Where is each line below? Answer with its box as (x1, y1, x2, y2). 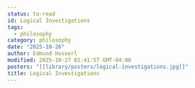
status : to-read (7, 10, 55, 18)
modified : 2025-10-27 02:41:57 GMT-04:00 (7, 57, 132, 64)
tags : (7, 23, 23, 31)
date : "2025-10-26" (7, 43, 65, 50)
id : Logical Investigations (7, 17, 91, 24)
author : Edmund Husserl (7, 50, 78, 57)
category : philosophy (7, 37, 72, 44)
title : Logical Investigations (7, 70, 100, 77)
